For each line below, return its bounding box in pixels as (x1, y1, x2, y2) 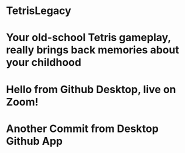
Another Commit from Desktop (6, 122, 159, 135)
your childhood (6, 56, 82, 69)
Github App (6, 134, 63, 148)
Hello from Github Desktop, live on (6, 83, 176, 96)
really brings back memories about (6, 43, 180, 57)
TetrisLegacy (6, 4, 71, 18)
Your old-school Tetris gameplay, (6, 31, 172, 45)
